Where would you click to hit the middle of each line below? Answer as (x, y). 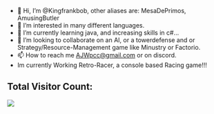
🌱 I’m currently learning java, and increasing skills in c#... (98, 32)
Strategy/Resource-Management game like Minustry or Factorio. (109, 47)
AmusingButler (38, 18)
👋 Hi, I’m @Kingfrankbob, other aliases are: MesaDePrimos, (101, 11)
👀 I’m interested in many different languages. (81, 25)
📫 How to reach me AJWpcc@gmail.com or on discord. (97, 55)
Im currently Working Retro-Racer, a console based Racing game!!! (112, 65)
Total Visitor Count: (50, 87)
